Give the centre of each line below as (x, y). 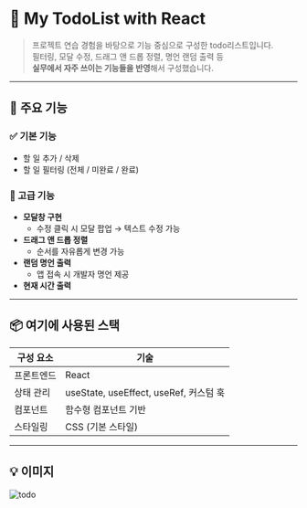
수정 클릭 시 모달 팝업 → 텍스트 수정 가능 (108, 228)
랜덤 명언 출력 (47, 262)
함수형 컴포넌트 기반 (106, 409)
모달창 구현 (42, 217)
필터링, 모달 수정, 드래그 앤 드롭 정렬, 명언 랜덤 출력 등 (127, 56)
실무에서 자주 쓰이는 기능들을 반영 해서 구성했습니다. (123, 68)
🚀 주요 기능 (39, 108)
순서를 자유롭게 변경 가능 (80, 251)
